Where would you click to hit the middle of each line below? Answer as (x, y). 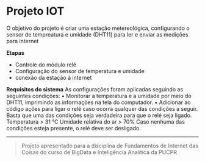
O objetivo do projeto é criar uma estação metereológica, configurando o (98, 28)
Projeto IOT (35, 11)
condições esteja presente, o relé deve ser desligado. (74, 128)
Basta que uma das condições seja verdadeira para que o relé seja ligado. (99, 115)
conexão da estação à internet (53, 77)
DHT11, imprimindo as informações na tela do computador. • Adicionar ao (99, 102)
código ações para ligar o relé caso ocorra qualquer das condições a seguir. (102, 108)
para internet (23, 41)
